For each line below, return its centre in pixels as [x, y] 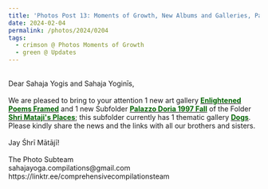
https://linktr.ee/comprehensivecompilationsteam [89, 176]
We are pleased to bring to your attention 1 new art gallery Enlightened [125, 100]
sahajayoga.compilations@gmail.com [69, 168]
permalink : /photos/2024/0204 [59, 30]
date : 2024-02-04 [37, 23]
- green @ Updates [46, 52]
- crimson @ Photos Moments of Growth [80, 45]
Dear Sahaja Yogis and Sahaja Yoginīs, [71, 83]
